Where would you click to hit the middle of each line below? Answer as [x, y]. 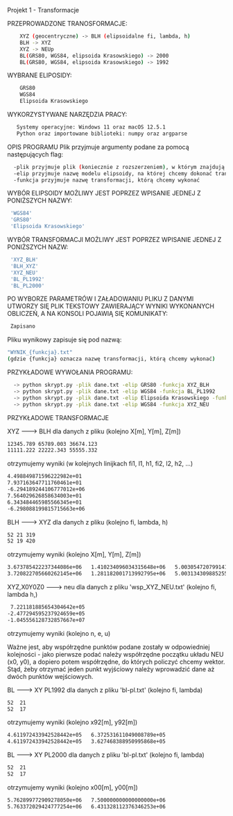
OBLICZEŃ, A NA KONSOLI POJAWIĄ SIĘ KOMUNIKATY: [88, 314]
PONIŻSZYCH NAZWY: [40, 200]
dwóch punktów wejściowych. [50, 676]
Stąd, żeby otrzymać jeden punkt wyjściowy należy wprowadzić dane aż [111, 669]
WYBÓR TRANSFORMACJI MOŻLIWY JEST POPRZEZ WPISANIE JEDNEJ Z [114, 240]
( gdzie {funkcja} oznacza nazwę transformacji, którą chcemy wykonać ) [111, 359]
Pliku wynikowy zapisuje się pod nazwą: [64, 339]
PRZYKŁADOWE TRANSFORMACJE [58, 417]
